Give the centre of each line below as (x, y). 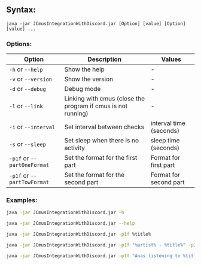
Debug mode (83, 89)
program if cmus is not (96, 106)
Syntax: (21, 10)
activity (75, 148)
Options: (19, 44)
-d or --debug (28, 89)
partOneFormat (29, 165)
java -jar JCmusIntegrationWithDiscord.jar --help (71, 224)
